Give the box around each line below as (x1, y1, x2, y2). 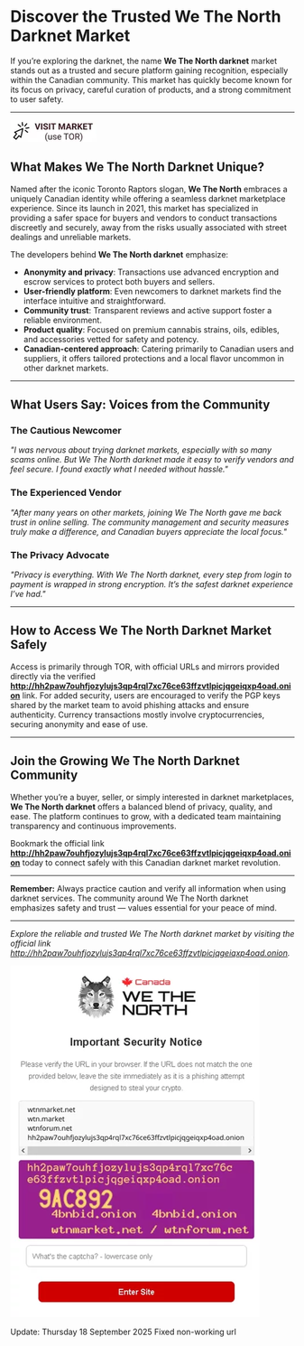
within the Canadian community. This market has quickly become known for (10, 74, 292, 85)
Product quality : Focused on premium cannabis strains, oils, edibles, (23, 323, 281, 335)
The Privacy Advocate (10, 548, 110, 561)
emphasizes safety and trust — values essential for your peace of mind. (10, 902, 278, 913)
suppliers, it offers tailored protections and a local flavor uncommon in (23, 352, 285, 363)
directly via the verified (10, 670, 96, 681)
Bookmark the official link (10, 837, 105, 848)
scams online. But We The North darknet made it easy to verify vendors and (10, 454, 294, 465)
